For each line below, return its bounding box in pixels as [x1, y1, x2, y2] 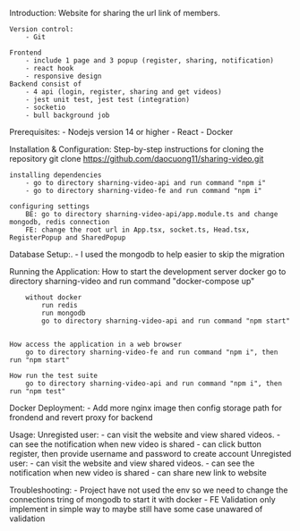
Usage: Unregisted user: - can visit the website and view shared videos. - [9, 429, 280, 440]
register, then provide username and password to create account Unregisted [9, 449, 292, 459]
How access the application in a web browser [9, 340, 182, 349]
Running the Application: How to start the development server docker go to [9, 266, 287, 276]
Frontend [9, 48, 42, 57]
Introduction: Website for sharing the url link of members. [9, 8, 221, 18]
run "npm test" [9, 387, 66, 396]
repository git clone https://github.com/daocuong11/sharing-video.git [9, 154, 264, 164]
